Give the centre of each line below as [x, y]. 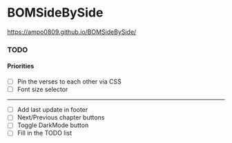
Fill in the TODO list [45, 133]
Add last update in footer [52, 110]
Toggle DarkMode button [53, 125]
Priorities [21, 66]
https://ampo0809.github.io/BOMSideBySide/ [72, 32]
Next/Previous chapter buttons [61, 117]
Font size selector [42, 89]
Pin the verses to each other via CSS [69, 82]
